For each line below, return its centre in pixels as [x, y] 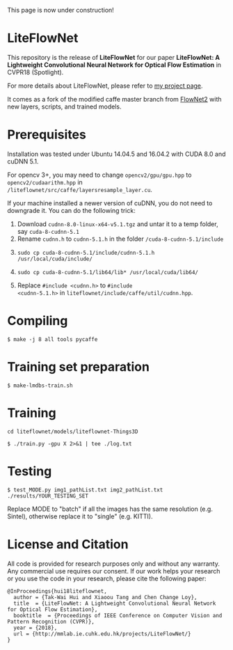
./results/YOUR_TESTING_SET [48, 496]
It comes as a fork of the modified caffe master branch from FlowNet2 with [114, 99]
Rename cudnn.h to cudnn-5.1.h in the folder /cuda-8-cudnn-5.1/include [120, 239]
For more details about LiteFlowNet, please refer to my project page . [105, 86]
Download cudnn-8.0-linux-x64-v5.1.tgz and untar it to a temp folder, [118, 224]
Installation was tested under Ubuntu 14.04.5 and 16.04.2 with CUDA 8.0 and [116, 154]
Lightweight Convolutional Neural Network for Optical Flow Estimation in [114, 65]
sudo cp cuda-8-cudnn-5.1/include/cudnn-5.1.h [86, 253]
